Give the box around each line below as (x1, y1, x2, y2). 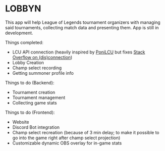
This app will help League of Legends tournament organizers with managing (5, 19, 161, 25)
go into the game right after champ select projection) (12, 135, 120, 141)
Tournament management (12, 95, 65, 101)
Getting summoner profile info (12, 70, 74, 76)
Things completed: (5, 39, 44, 45)
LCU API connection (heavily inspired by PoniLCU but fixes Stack (12, 49, 145, 55)
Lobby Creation (12, 59, 44, 65)
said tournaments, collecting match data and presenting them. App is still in (5, 24, 159, 30)
